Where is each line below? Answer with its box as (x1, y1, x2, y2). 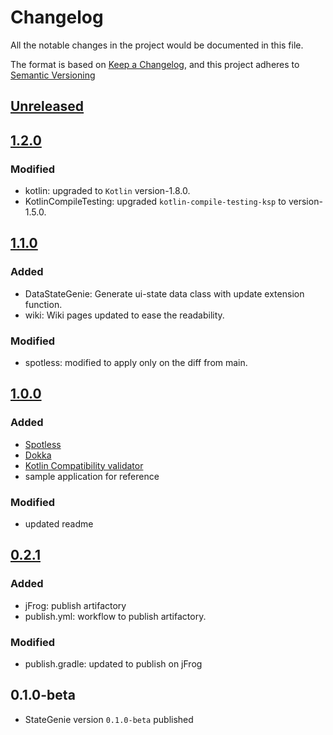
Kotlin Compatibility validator (24, 459, 144, 471)
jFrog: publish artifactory (24, 599, 127, 611)
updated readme (24, 517, 94, 530)
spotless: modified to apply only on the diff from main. (24, 357, 248, 368)
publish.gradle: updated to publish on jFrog (24, 657, 203, 670)
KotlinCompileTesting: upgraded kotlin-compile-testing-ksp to (24, 196, 287, 208)
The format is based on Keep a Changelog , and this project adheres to (10, 58, 300, 70)
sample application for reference (24, 470, 160, 482)
